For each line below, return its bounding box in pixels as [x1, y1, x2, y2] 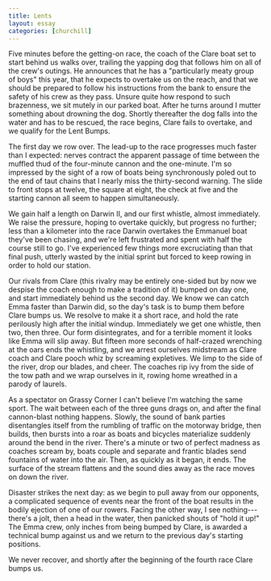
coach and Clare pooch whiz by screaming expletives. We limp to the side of [8, 353, 263, 364]
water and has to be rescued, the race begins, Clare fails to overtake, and [8, 118, 252, 128]
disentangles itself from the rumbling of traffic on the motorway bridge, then [8, 421, 262, 431]
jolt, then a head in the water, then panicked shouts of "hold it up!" [39, 514, 260, 524]
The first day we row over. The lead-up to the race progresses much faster [8, 142, 256, 152]
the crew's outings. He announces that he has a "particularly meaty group [8, 66, 254, 76]
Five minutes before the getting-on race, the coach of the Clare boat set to [8, 49, 256, 59]
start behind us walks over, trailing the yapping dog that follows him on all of [8, 57, 262, 67]
